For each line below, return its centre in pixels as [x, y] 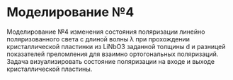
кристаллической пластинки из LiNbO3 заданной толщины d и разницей [116, 46]
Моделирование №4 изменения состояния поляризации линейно [106, 32]
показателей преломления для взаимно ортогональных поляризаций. [113, 54]
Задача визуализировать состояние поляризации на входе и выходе [111, 61]
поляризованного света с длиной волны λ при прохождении [98, 39]
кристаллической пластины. [50, 69]
